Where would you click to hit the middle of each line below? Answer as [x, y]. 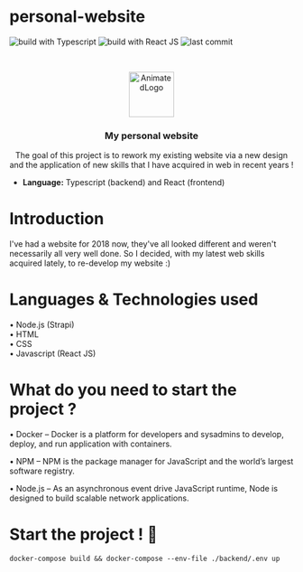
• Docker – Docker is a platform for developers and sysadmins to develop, [147, 435]
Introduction [57, 219]
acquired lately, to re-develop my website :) [90, 263]
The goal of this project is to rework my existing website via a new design [151, 155]
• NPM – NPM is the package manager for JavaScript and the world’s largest [151, 462]
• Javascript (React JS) [53, 353]
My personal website [151, 136]
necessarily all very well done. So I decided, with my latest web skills [137, 254]
